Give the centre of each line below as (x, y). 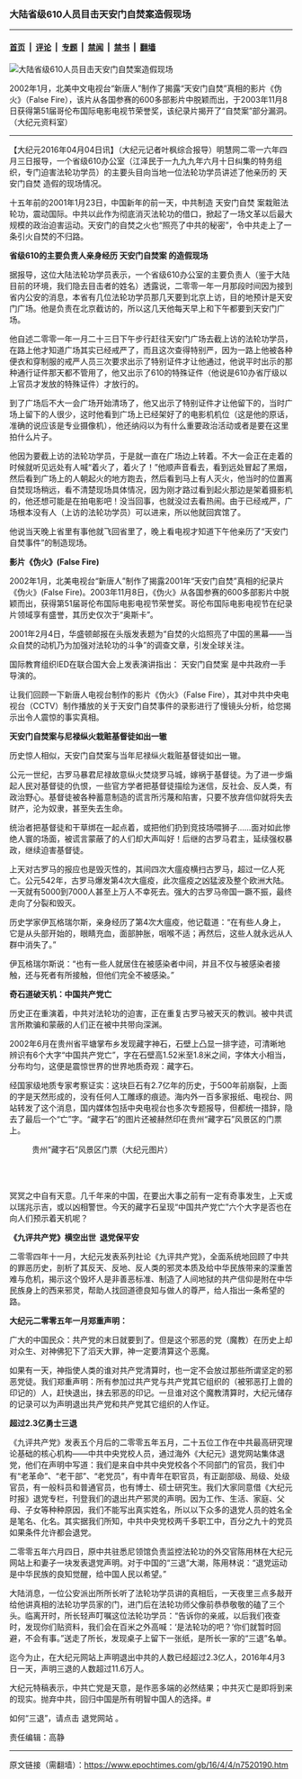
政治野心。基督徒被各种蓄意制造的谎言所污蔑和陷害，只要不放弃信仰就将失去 (151, 797)
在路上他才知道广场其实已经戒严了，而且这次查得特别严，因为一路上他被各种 (151, 349)
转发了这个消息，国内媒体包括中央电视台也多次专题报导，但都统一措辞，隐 (155, 1107)
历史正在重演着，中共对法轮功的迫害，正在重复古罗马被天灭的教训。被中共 (147, 1013)
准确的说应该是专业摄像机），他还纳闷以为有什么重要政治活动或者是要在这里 (149, 425)
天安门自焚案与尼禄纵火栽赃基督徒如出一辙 (88, 736)
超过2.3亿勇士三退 (44, 1423)
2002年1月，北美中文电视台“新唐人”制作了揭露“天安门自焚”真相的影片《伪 (146, 88)
